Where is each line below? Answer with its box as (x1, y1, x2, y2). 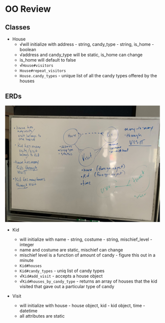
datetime (19, 308, 38, 314)
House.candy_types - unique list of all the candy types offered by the (19, 73, 157, 78)
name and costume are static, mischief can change (19, 247, 123, 253)
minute (19, 257, 34, 263)
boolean (19, 47, 36, 52)
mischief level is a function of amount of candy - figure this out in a (19, 252, 156, 258)
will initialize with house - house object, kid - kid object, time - (19, 302, 145, 308)
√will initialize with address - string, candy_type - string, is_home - (19, 41, 154, 47)
